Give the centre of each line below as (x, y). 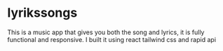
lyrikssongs (42, 13)
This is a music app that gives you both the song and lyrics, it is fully (106, 32)
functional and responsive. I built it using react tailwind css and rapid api (111, 39)
